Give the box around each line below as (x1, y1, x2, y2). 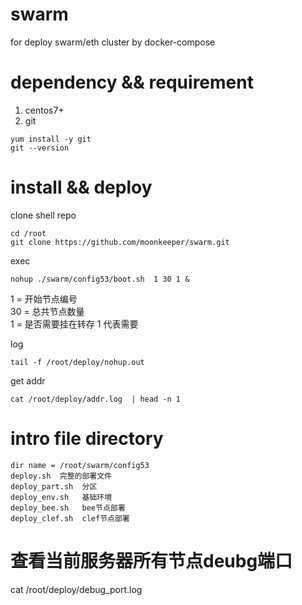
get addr (10, 374, 46, 387)
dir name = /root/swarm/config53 (10, 460, 150, 470)
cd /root (10, 228, 47, 238)
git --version (10, 143, 70, 153)
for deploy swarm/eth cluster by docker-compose (10, 36, 216, 48)
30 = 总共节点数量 (10, 305, 85, 317)
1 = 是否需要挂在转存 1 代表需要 (10, 318, 139, 330)
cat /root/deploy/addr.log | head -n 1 (10, 394, 182, 404)
